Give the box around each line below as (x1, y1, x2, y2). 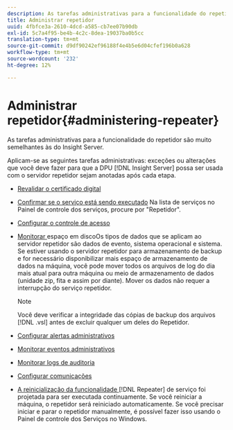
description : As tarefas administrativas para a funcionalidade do (7, 10, 207, 17)
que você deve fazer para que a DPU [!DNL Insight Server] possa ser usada (7, 164, 223, 172)
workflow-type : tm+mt (7, 49, 70, 56)
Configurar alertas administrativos (17, 331, 115, 340)
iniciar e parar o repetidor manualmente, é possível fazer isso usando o (17, 407, 221, 415)
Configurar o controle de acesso (17, 218, 110, 227)
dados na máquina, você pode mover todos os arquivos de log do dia (17, 261, 216, 270)
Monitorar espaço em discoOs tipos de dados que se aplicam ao (17, 232, 202, 240)
